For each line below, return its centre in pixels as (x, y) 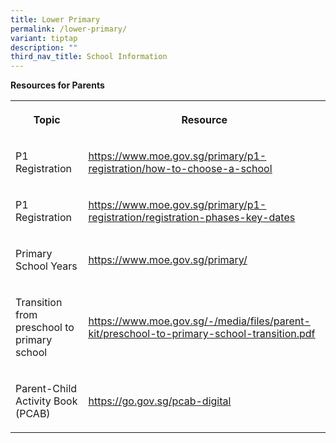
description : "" (44, 47)
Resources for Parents (57, 85)
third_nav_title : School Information (89, 57)
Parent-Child (46, 389)
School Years (46, 266)
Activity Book (46, 401)
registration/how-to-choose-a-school (180, 169)
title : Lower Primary (55, 19)
